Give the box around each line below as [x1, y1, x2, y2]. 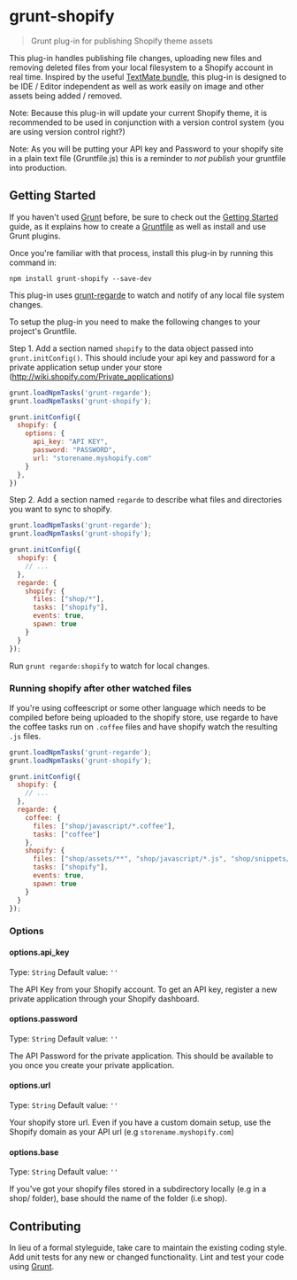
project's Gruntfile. [9, 325, 78, 336]
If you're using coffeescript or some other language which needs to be [9, 702, 267, 713]
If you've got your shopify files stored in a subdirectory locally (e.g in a [9, 1183, 267, 1194]
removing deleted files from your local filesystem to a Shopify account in [9, 62, 274, 73]
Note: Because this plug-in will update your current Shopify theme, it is [9, 107, 268, 118]
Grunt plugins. [9, 230, 61, 241]
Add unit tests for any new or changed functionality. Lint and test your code [9, 1252, 285, 1262]
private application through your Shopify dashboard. [9, 993, 201, 1003]
